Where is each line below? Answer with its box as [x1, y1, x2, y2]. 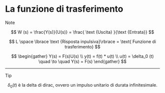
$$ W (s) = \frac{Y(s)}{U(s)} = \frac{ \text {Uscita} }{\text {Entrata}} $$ [10, 29, 155, 35]
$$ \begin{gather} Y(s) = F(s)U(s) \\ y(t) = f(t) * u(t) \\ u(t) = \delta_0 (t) [11, 53, 154, 59]
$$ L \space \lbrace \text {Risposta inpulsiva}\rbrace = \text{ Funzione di [9, 38, 156, 45]
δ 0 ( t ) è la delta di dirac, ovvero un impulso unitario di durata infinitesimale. [7, 82, 158, 89]
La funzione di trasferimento [5, 3, 124, 15]
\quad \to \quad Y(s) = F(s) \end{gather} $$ [38, 58, 127, 64]
